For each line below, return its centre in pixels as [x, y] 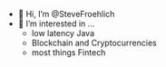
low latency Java [63, 33]
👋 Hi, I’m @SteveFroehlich [66, 14]
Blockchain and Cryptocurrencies [94, 43]
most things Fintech [68, 53]
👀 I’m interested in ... [56, 24]
